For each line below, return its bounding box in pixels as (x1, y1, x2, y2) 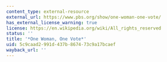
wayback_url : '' (6, 47, 47, 53)
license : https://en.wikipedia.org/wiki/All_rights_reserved (6, 25, 162, 31)
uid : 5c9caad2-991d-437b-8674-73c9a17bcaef (6, 42, 116, 48)
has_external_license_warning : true (6, 19, 97, 25)
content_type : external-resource (6, 8, 89, 15)
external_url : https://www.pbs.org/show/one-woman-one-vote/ (6, 14, 162, 20)
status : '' (6, 31, 33, 37)
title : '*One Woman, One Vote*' (6, 36, 86, 42)
